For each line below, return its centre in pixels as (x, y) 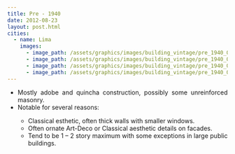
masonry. (31, 99)
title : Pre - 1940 (34, 14)
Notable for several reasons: (58, 107)
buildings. (42, 143)
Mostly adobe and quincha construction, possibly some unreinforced (122, 92)
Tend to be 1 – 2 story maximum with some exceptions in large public (128, 135)
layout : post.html (34, 27)
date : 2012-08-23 (33, 20)
